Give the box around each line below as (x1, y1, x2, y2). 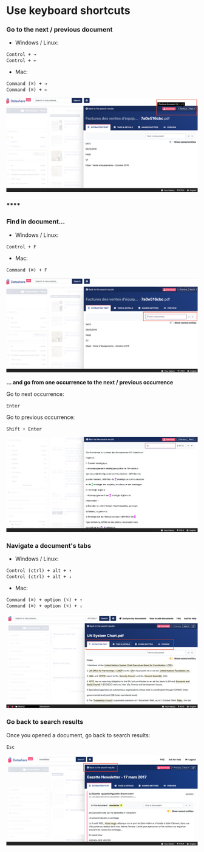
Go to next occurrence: (6, 390, 64, 398)
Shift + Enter (6, 426, 42, 432)
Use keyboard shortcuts (6, 4, 131, 18)
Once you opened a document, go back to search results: (6, 731, 151, 738)
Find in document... (6, 217, 66, 226)
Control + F (6, 244, 36, 250)
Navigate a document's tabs (6, 541, 92, 550)
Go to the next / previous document (6, 26, 113, 34)
